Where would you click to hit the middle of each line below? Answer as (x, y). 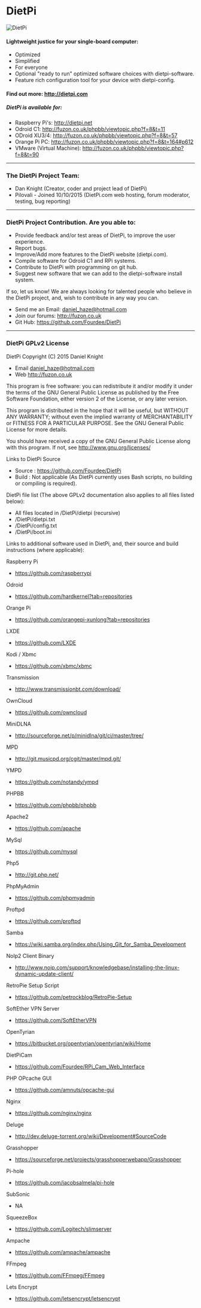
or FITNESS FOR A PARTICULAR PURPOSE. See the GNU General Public (95, 423)
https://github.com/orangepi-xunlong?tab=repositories (82, 619)
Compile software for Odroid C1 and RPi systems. (75, 261)
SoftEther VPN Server (33, 1008)
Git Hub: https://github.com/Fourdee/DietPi (68, 322)
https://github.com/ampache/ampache (63, 1252)
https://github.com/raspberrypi (53, 573)
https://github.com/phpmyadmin (55, 898)
